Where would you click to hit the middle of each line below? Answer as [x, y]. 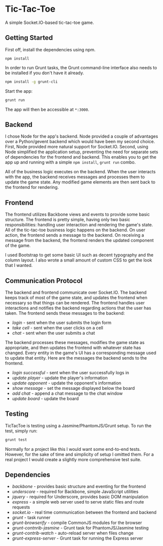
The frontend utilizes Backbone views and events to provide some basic [77, 214]
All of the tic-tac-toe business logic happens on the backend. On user [75, 230]
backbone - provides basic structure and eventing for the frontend [79, 486]
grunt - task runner [31, 518]
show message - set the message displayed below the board [73, 388]
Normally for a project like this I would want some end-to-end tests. [73, 449]
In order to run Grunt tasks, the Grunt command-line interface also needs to [81, 67]
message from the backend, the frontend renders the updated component [79, 241]
